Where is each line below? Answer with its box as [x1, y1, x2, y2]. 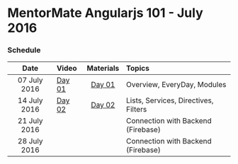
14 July [17, 95, 43, 105]
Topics [126, 64, 150, 74]
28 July [17, 136, 43, 146]
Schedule [7, 45, 41, 55]
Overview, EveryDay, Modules [126, 80, 227, 90]
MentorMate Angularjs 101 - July [7, 5, 203, 21]
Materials [86, 64, 120, 74]
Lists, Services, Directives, [126, 95, 214, 105]
